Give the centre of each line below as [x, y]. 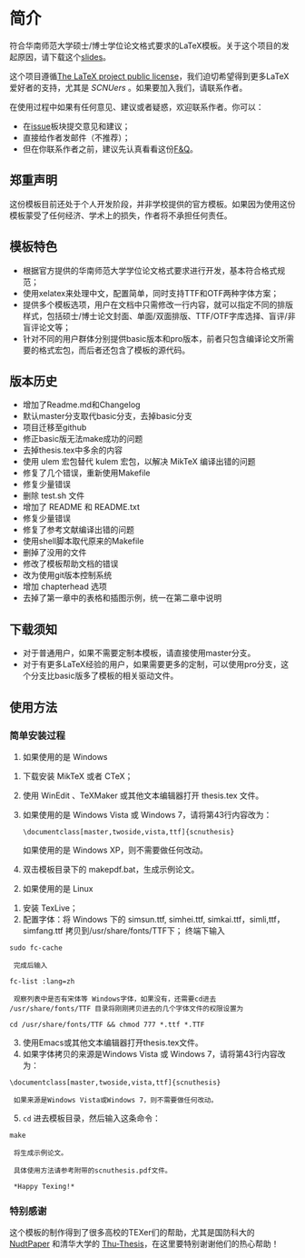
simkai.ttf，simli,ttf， [246, 919]
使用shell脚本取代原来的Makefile [83, 541]
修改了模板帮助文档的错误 [70, 564]
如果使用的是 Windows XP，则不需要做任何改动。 [115, 850]
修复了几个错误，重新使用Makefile [86, 473]
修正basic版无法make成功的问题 [83, 439]
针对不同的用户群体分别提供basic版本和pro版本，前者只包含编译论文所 [154, 338]
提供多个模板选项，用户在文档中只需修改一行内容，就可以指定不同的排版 [157, 305]
